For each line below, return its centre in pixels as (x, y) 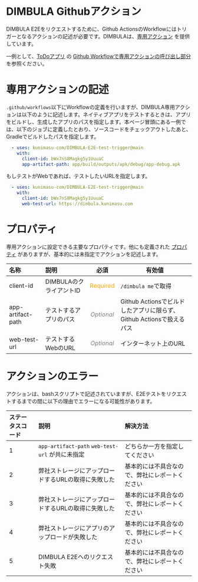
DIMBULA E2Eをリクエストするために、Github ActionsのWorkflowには (91, 29)
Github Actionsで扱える (153, 319)
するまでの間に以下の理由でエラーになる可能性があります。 (83, 401)
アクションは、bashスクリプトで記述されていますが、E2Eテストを (86, 394)
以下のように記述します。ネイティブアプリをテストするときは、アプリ (106, 114)
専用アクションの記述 (57, 90)
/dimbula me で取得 (146, 286)
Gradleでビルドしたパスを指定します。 (53, 136)
